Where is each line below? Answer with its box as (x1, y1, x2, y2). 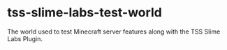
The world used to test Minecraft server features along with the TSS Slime (7, 27, 221, 36)
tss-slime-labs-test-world (7, 5, 162, 21)
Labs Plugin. (7, 34, 43, 42)
